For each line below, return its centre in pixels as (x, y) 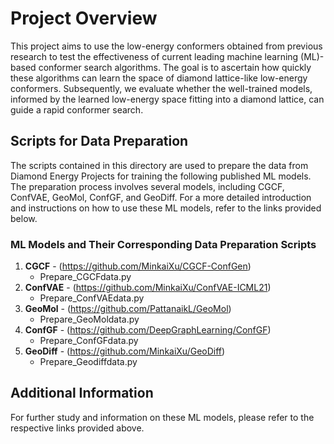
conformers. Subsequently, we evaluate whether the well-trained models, (161, 88)
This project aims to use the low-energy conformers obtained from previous (166, 46)
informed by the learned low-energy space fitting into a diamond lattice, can (167, 99)
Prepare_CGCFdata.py (85, 277)
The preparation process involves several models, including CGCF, (147, 186)
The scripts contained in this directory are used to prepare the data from (159, 165)
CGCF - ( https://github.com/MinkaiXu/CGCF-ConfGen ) (138, 266)
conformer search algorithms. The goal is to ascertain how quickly (175, 67)
